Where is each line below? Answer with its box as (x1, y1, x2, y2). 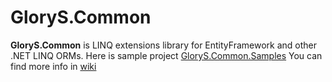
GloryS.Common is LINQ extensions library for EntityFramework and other (10, 39, 317, 51)
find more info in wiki (10, 60, 97, 72)
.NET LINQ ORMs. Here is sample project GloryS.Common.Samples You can (10, 49, 323, 61)
